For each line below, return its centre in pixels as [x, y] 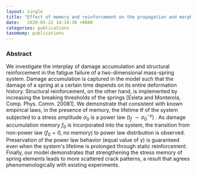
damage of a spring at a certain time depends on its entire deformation [91, 85]
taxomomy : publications [35, 33]
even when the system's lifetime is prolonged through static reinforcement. [97, 146]
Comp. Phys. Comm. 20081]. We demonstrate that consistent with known [94, 104]
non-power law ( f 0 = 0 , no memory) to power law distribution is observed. [96, 133]
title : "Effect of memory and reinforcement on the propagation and [91, 17]
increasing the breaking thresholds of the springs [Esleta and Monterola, [94, 98]
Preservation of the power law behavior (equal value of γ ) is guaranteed [93, 140]
